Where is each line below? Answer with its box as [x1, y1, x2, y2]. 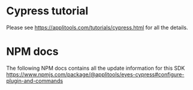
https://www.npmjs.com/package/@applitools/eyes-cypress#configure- [6, 70, 185, 78]
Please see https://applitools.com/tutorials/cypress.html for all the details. [6, 24, 188, 31]
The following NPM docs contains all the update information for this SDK [6, 64, 185, 72]
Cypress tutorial [6, 4, 89, 18]
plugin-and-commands [6, 77, 64, 84]
